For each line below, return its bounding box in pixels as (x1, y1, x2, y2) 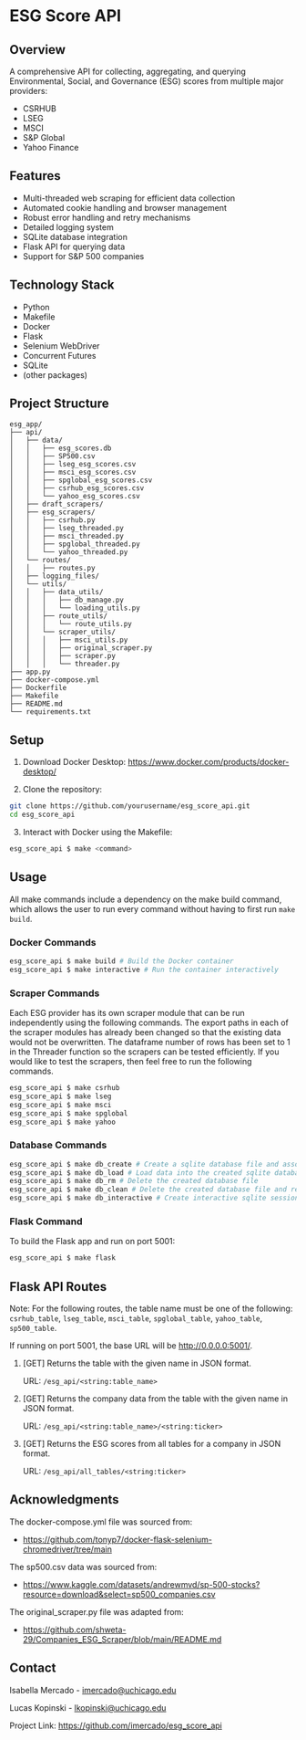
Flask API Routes (9, 1279, 107, 1295)
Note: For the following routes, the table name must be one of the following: (9, 1303, 293, 1315)
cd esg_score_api (9, 810, 76, 820)
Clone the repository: (22, 784, 103, 795)
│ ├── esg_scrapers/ (9, 508, 96, 517)
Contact (9, 1661, 56, 1676)
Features (9, 168, 61, 183)
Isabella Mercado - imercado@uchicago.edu (9, 1684, 177, 1695)
